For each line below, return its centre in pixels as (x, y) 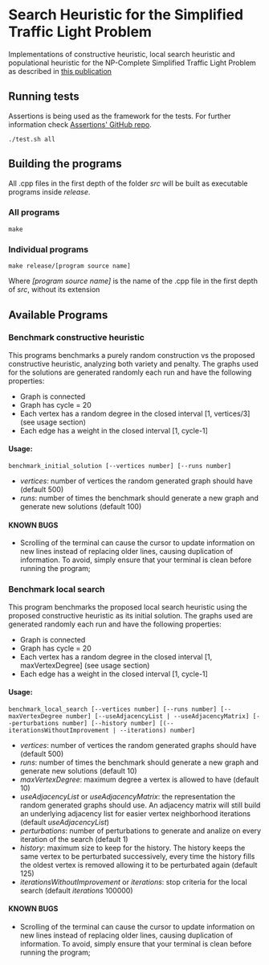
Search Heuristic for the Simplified (126, 15)
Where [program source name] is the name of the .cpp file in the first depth (133, 281)
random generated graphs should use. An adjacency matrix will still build (140, 805)
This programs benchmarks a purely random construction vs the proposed (132, 355)
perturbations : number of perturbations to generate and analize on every (141, 831)
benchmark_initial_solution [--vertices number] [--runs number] (120, 466)
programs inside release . (49, 191)
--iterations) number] (157, 730)
